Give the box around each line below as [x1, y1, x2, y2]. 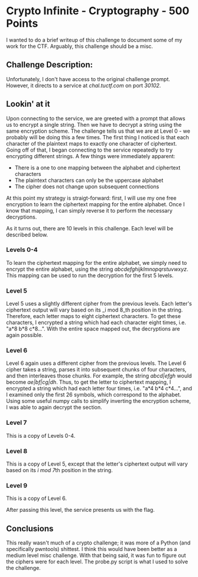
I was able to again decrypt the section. [6, 404, 102, 411]
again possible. [6, 332, 43, 339]
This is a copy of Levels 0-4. [6, 432, 76, 439]
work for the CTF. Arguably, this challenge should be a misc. [6, 43, 154, 50]
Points [6, 17, 38, 30]
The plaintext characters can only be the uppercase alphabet [14, 177, 164, 184]
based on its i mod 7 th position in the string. [6, 467, 113, 474]
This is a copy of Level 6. [6, 495, 67, 502]
